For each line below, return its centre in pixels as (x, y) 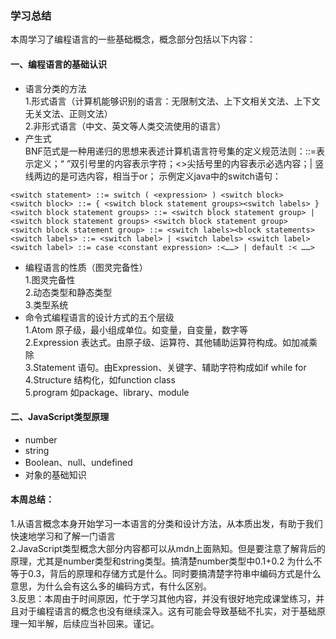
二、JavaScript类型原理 (60, 417)
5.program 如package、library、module (107, 392)
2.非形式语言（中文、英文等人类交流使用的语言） (125, 126)
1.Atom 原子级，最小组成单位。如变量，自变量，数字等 (136, 329)
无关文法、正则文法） (68, 113)
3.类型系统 (46, 304)
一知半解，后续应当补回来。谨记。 (89, 623)
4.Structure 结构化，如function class (100, 379)
